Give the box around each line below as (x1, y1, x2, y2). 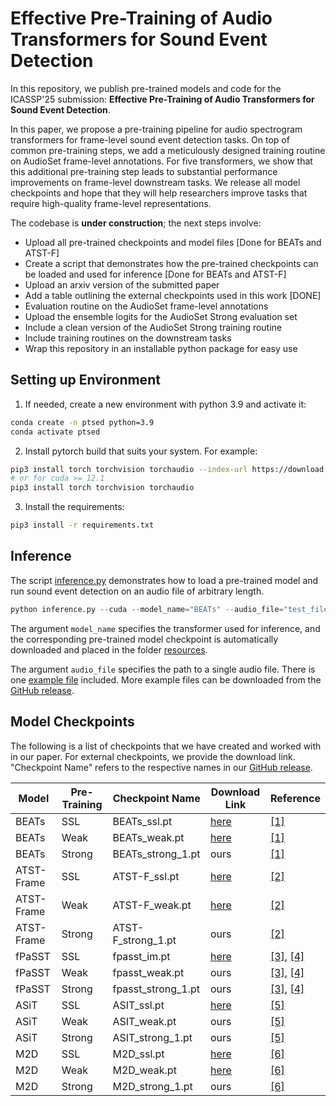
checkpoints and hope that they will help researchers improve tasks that (10, 187, 308, 199)
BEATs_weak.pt (112, 830, 185, 844)
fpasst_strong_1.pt (112, 982, 201, 996)
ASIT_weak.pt (112, 1014, 177, 1028)
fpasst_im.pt (112, 949, 171, 963)
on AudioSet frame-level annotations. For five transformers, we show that (10, 155, 313, 167)
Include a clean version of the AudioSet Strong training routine (24, 321, 283, 333)
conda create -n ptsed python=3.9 (10, 417, 155, 427)
